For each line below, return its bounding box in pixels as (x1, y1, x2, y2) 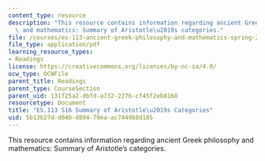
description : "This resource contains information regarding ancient (8, 19, 242, 27)
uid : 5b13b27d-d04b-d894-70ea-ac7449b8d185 (8, 114, 154, 122)
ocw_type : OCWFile (8, 70, 69, 78)
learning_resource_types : (8, 48, 93, 56)
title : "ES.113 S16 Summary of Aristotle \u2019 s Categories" (8, 107, 214, 115)
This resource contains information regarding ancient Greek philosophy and (8, 135, 254, 145)
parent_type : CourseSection (8, 84, 101, 93)
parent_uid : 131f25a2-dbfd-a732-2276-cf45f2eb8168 (8, 92, 178, 100)
